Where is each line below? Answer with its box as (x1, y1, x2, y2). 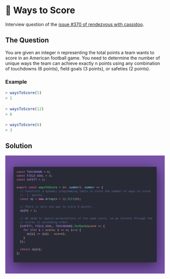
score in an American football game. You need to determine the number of (5, 55, 160, 61)
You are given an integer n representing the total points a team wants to (5, 49, 154, 55)
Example (5, 78, 27, 85)
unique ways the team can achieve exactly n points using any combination (5, 60, 160, 66)
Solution (5, 142, 32, 150)
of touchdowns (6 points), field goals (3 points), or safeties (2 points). (5, 65, 150, 71)
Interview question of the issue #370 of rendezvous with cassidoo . (5, 21, 144, 27)
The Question (5, 36, 49, 45)
